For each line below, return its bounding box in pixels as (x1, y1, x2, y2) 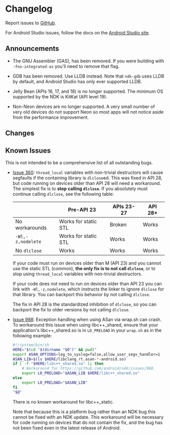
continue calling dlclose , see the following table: (12, 191, 114, 197)
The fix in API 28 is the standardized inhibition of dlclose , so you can (12, 301, 157, 307)
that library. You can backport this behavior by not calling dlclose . (12, 291, 151, 297)
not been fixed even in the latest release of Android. (12, 424, 121, 431)
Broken (109, 221, 127, 228)
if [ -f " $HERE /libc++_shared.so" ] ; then (12, 361, 104, 367)
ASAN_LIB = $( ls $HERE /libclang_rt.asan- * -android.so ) (12, 356, 126, 361)
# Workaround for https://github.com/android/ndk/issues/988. (22, 366, 156, 371)
